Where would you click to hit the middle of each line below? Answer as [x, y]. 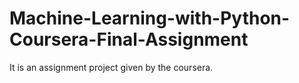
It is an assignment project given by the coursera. [111, 67]
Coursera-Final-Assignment [129, 39]
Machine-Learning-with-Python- [150, 18]
